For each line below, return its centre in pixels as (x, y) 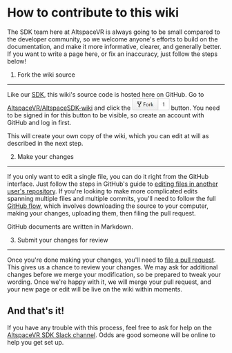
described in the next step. (45, 143)
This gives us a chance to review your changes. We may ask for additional (113, 267)
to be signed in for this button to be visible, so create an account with (106, 115)
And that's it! (36, 311)
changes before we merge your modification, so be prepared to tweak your (114, 274)
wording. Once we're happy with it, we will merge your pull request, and (109, 282)
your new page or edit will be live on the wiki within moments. (95, 289)
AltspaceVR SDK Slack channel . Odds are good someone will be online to (112, 335)
